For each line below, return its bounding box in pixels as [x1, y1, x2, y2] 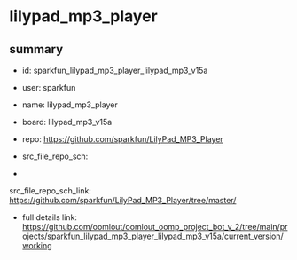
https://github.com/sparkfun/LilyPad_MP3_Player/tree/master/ [9, 195, 237, 205]
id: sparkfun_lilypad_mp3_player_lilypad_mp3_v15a [21, 65, 208, 75]
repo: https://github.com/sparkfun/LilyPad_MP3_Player [21, 134, 223, 144]
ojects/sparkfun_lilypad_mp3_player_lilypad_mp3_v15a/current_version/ [21, 231, 284, 241]
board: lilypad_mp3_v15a [21, 117, 113, 127]
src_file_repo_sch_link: [9, 185, 91, 196]
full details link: [21, 212, 78, 223]
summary [9, 42, 64, 57]
